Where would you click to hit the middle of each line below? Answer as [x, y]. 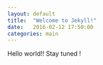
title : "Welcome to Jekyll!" [52, 20]
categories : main [33, 34]
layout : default [31, 14]
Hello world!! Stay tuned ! [44, 54]
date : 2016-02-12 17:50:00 [50, 27]
